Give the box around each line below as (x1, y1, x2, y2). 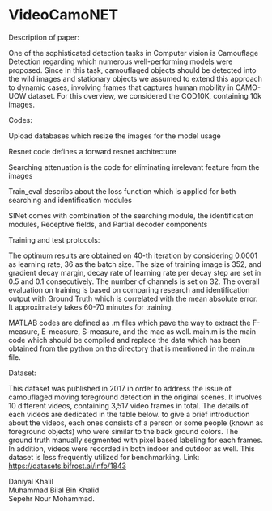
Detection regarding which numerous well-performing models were (8, 57, 233, 66)
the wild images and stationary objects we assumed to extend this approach (8, 74, 263, 83)
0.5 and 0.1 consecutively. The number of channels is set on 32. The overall (8, 277, 261, 286)
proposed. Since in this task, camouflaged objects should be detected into (8, 65, 257, 74)
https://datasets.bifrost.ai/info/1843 (8, 461, 127, 471)
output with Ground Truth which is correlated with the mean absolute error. (8, 294, 258, 303)
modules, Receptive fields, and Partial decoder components (8, 219, 208, 229)
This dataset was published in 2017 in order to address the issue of (8, 383, 232, 393)
